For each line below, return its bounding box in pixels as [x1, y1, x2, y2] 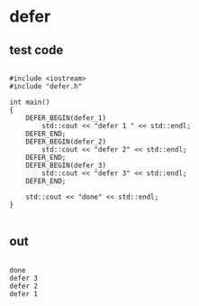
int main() [9, 97, 50, 107]
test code [9, 42, 64, 58]
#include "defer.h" [9, 82, 83, 91]
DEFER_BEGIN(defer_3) [25, 161, 106, 170]
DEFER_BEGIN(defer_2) [25, 137, 106, 146]
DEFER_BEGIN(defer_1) [25, 114, 106, 123]
